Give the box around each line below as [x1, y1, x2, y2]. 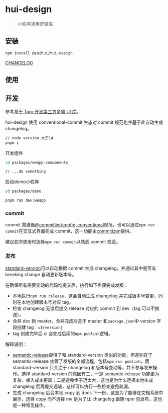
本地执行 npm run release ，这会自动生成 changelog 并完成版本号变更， [12, 293, 159, 299]
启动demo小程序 [5, 179, 39, 185]
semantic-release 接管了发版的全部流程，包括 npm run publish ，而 [12, 358, 149, 364]
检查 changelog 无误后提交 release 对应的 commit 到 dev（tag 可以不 [12, 305, 155, 311]
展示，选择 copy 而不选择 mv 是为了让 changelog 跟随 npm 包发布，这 [12, 396, 158, 402]
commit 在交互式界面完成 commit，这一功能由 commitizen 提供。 [5, 228, 134, 234]
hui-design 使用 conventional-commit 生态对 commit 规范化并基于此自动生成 [5, 119, 163, 125]
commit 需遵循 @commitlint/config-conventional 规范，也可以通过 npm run [5, 222, 155, 228]
